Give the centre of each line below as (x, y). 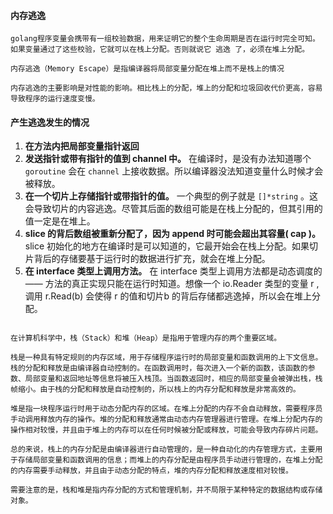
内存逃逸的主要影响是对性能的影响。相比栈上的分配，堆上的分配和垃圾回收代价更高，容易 (166, 88)
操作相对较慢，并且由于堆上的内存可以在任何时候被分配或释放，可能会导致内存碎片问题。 (166, 430)
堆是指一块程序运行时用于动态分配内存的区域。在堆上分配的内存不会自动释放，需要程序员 (166, 409)
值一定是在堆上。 (60, 221)
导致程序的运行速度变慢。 (55, 99)
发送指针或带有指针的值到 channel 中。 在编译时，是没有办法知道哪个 (168, 159)
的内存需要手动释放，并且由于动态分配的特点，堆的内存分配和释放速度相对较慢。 (151, 471)
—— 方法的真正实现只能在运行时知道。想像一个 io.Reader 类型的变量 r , (172, 284)
